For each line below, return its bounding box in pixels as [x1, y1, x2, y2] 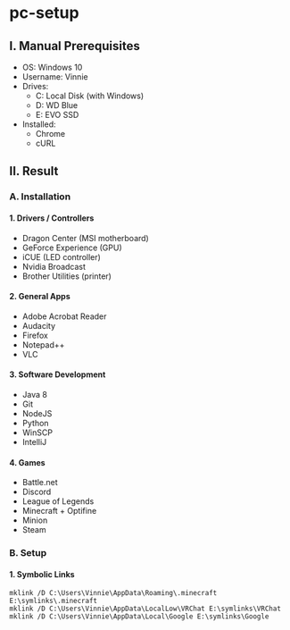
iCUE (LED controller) [21, 251, 101, 262]
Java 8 [21, 389, 47, 399]
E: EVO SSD [35, 110, 79, 120]
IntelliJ [21, 436, 47, 447]
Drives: [21, 81, 49, 91]
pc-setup [9, 3, 79, 23]
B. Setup [9, 547, 47, 559]
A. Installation [9, 190, 71, 203]
